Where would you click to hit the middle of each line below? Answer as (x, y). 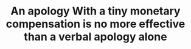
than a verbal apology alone (95, 37)
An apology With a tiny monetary (95, 11)
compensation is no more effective (95, 24)
